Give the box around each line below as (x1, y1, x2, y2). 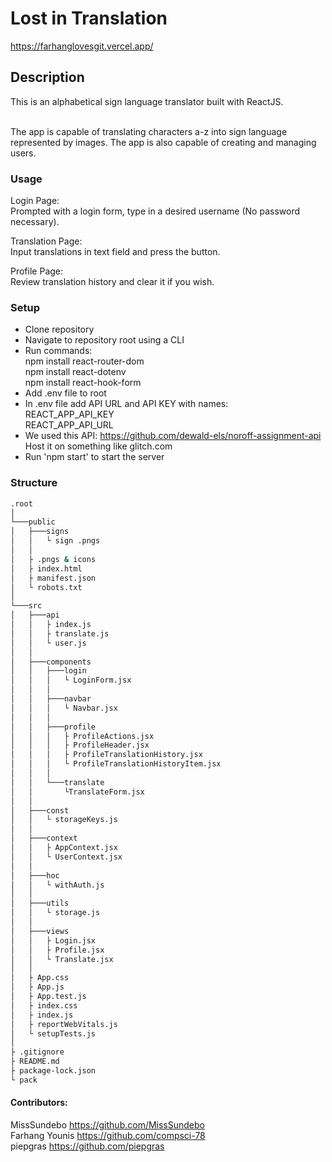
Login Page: (10, 195, 60, 207)
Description (10, 69, 85, 86)
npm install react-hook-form (24, 377, 142, 389)
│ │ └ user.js (10, 638, 87, 648)
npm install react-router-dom (24, 355, 145, 367)
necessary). (10, 216, 60, 228)
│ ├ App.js (10, 982, 65, 992)
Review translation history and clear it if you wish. (10, 276, 215, 288)
